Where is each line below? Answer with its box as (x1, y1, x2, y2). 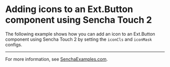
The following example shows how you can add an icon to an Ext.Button (5, 31, 155, 37)
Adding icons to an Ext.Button (5, 4, 133, 15)
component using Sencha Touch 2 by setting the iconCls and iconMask (5, 36, 152, 42)
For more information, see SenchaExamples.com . (5, 56, 108, 62)
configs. (5, 41, 23, 47)
